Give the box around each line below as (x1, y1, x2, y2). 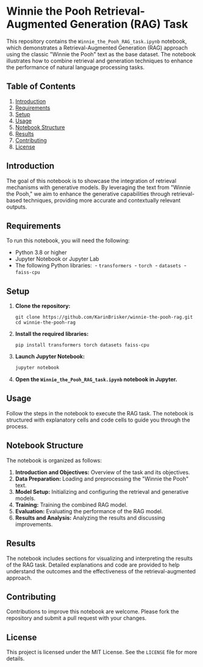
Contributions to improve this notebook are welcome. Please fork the (6, 608, 179, 616)
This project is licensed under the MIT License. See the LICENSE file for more (6, 649, 198, 656)
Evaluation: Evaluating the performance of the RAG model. (15, 507, 163, 515)
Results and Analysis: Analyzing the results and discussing (15, 514, 166, 521)
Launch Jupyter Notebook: (15, 353, 85, 360)
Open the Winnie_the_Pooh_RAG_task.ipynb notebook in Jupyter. (15, 376, 178, 383)
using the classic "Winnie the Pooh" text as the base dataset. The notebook (6, 50, 196, 58)
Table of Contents (6, 81, 76, 92)
